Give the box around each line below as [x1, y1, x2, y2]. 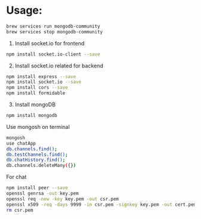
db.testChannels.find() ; [6, 152, 68, 158]
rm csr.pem [6, 207, 33, 213]
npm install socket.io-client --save [6, 51, 100, 57]
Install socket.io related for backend [14, 62, 103, 69]
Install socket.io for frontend [14, 39, 85, 47]
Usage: [6, 4, 43, 17]
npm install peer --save [6, 185, 68, 191]
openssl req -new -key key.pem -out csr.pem [6, 196, 119, 202]
